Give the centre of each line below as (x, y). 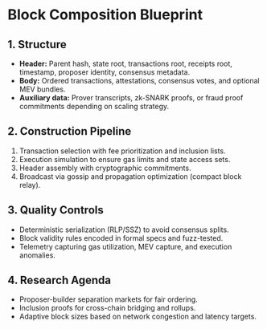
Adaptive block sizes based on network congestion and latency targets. (138, 317)
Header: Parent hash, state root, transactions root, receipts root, (125, 63)
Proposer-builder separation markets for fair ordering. (108, 299)
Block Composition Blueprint (105, 15)
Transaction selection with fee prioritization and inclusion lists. (122, 151)
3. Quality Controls (55, 210)
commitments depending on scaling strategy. (94, 106)
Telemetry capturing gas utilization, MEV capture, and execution (125, 246)
